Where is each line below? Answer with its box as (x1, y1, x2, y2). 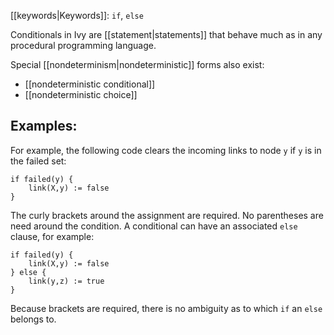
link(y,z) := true (28, 276, 105, 286)
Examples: (10, 118, 78, 135)
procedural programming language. (10, 40, 157, 51)
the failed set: (10, 155, 67, 167)
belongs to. (10, 313, 57, 325)
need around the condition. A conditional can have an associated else (10, 220, 298, 232)
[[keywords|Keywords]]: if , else (10, 10, 144, 21)
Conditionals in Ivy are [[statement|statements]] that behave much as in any (10, 29, 323, 40)
